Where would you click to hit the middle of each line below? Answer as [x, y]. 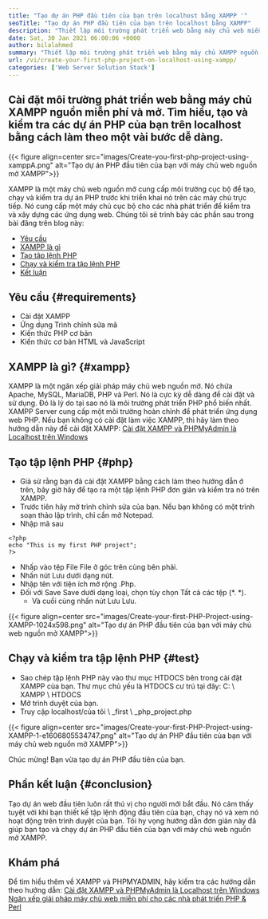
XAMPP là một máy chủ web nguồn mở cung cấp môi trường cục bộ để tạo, [132, 189]
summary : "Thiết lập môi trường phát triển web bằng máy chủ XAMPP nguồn [134, 53]
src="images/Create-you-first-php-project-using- [167, 156]
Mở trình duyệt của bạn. [59, 703]
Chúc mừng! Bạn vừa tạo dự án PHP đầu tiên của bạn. [97, 759]
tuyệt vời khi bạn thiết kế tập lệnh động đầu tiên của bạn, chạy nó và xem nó [134, 812]
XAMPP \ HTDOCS [50, 694]
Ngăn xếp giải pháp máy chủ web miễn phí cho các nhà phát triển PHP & [127, 899]
